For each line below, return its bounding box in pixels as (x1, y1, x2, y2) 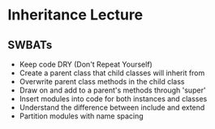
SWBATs (7, 38, 53, 52)
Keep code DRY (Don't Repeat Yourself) (19, 59, 153, 69)
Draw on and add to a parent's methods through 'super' (19, 85, 206, 95)
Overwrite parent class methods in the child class (19, 77, 185, 86)
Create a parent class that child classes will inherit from (19, 68, 205, 78)
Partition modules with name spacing (19, 111, 144, 121)
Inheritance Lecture (7, 6, 144, 24)
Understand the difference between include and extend (19, 103, 205, 112)
